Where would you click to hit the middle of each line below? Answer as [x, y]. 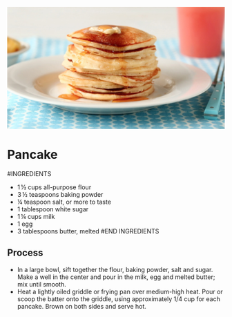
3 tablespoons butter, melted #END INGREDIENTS [88, 231]
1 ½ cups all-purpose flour [54, 187]
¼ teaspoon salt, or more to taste [64, 202]
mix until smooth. [42, 284]
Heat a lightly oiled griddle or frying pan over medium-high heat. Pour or [120, 291]
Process [25, 253]
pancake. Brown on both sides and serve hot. [82, 306]
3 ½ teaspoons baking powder [60, 194]
